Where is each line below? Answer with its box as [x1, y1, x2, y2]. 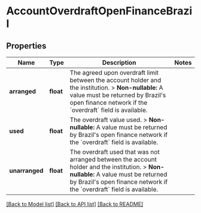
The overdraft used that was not [69, 148, 160, 156]
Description [102, 59, 136, 66]
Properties [6, 41, 47, 51]
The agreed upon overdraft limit [69, 69, 159, 77]
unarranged [9, 166, 44, 175]
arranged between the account [69, 156, 157, 163]
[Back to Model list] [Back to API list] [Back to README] [6, 200, 144, 208]
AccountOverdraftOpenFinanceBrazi [6, 4, 193, 18]
